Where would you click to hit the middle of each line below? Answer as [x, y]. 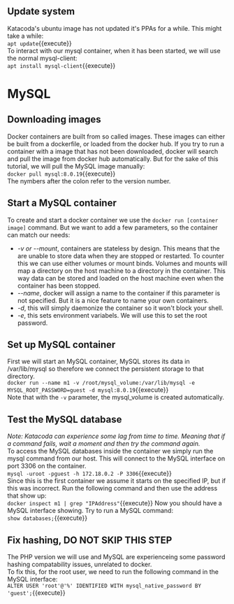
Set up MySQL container [61, 345]
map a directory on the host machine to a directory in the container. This [121, 271]
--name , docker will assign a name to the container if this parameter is [119, 293]
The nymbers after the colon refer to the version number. [89, 181]
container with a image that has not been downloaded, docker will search [113, 151]
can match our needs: [39, 234]
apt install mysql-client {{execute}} [61, 65]
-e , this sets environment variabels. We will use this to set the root [112, 315]
